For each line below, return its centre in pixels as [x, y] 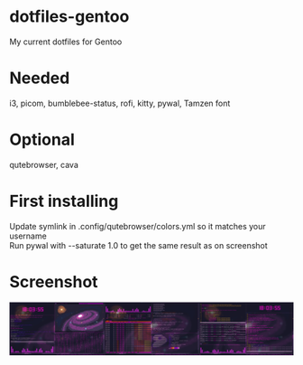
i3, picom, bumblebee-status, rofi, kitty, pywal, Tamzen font [120, 103]
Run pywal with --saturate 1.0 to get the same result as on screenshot [138, 245]
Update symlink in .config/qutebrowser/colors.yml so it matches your [138, 226]
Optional [42, 140]
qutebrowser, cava [44, 164]
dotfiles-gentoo [69, 17]
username [28, 236]
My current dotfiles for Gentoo [66, 42]
